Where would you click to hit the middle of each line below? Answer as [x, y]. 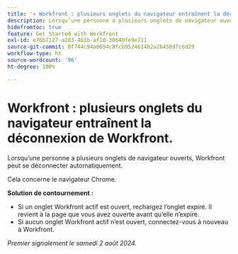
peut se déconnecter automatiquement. [65, 165]
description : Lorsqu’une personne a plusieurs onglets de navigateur [112, 21]
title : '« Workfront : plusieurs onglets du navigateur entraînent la [114, 14]
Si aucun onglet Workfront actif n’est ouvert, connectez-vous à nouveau [123, 221]
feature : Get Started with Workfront [63, 34]
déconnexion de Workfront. [90, 138]
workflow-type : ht [34, 54]
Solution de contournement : [50, 193]
